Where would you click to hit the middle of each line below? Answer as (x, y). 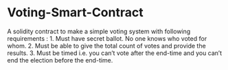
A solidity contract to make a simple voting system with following (99, 31)
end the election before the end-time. (60, 60)
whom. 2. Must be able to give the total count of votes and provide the (106, 46)
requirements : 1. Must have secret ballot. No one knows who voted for (107, 38)
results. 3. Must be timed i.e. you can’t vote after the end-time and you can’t (115, 53)
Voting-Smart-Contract (75, 13)
